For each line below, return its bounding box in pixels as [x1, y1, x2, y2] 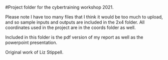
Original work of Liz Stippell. [5, 49, 64, 55]
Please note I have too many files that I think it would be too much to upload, [5, 14, 163, 19]
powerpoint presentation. [5, 39, 58, 45]
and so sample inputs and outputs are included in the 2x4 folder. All [5, 19, 145, 25]
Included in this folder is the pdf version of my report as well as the [5, 34, 144, 40]
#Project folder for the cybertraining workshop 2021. [5, 4, 114, 10]
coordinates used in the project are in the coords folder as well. [5, 24, 136, 30]
